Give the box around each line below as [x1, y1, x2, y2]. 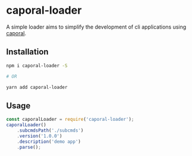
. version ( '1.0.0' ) [17, 133, 62, 139]
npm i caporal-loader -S [6, 63, 68, 68]
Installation [6, 47, 49, 57]
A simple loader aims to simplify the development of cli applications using [6, 23, 187, 30]
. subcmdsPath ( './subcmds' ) [17, 127, 84, 133]
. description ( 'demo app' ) [17, 138, 81, 145]
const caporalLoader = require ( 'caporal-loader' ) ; [6, 117, 134, 123]
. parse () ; [17, 144, 42, 150]
